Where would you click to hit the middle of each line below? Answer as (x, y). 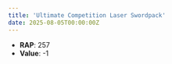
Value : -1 (34, 53)
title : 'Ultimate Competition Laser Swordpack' (87, 15)
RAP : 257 (35, 44)
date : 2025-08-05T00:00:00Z (54, 23)
